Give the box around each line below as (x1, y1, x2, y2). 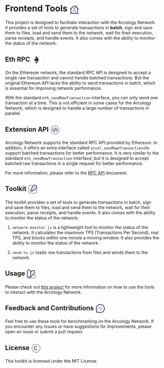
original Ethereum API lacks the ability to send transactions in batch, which (5, 80, 156, 86)
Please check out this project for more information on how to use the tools (5, 284, 155, 290)
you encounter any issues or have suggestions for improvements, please (5, 323, 152, 329)
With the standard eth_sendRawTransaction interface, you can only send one (5, 95, 158, 101)
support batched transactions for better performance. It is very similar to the (5, 150, 159, 156)
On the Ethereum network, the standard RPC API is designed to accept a (5, 69, 151, 76)
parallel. (5, 111, 22, 116)
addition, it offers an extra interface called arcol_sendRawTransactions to (5, 145, 149, 151)
